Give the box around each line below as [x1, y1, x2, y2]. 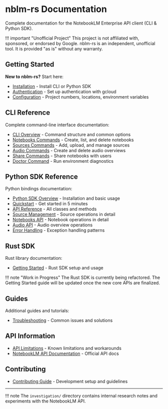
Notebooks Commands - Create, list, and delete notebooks [12, 137, 134, 143]
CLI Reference [5, 109, 50, 117]
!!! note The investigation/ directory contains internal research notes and [5, 392, 157, 398]
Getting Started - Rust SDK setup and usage [12, 265, 103, 271]
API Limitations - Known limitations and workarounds [12, 345, 121, 351]
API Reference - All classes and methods [12, 206, 97, 212]
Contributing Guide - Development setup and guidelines [12, 378, 128, 384]
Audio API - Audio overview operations [12, 222, 93, 228]
